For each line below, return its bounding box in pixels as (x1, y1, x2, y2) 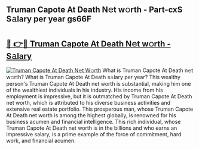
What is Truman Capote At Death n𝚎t (102, 67, 194, 74)
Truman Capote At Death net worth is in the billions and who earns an (6, 124, 177, 132)
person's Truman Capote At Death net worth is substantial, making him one (6, 80, 191, 87)
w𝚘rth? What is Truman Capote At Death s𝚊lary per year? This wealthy (6, 74, 181, 80)
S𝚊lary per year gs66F (6, 14, 91, 24)
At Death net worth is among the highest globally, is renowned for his (6, 112, 176, 118)
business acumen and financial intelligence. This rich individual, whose (6, 118, 181, 125)
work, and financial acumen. (6, 137, 76, 144)
